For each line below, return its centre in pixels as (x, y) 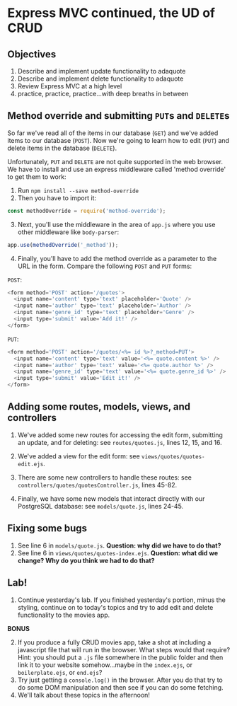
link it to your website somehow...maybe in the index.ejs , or (105, 665)
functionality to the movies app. (64, 615)
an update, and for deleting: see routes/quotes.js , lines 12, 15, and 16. (120, 442)
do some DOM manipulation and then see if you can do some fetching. (121, 687)
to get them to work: (37, 176)
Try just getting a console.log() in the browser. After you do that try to (120, 680)
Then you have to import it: (57, 198)
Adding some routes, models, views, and (99, 407)
